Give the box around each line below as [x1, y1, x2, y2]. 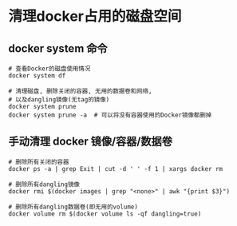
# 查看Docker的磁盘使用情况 [8, 65, 91, 73]
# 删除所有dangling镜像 [8, 180, 80, 188]
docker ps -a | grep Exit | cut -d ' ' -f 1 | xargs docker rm [8, 165, 223, 172]
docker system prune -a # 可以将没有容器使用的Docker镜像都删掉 [8, 111, 212, 119]
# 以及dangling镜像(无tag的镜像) [8, 96, 110, 104]
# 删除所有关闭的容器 [8, 157, 69, 166]
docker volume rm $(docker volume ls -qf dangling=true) [8, 209, 202, 218]
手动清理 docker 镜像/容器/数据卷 [8, 135, 173, 149]
